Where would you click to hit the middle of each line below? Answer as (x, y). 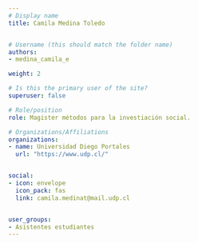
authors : (23, 52)
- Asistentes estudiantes (51, 227)
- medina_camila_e (39, 60)
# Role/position (35, 110)
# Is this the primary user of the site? (78, 89)
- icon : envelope (37, 183)
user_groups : (30, 219)
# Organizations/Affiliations (59, 132)
